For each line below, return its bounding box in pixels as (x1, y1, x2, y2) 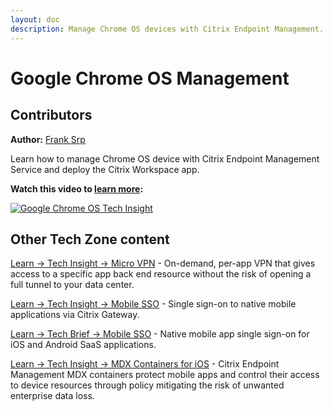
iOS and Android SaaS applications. (10, 339, 157, 351)
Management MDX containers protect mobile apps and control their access (10, 369, 320, 381)
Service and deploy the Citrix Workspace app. (10, 163, 200, 175)
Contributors (10, 107, 93, 124)
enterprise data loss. (10, 390, 95, 402)
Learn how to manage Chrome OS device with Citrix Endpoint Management (10, 152, 320, 165)
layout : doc (10, 14, 60, 25)
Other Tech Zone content (10, 231, 170, 248)
